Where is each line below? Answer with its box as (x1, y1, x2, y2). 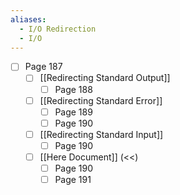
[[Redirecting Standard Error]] (39, 94, 163, 106)
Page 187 (24, 61, 63, 73)
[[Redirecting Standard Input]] (39, 128, 164, 140)
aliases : (10, 14, 47, 25)
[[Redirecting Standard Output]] (39, 72, 171, 84)
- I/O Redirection (19, 24, 97, 34)
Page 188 (54, 83, 93, 95)
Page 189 (54, 106, 93, 118)
